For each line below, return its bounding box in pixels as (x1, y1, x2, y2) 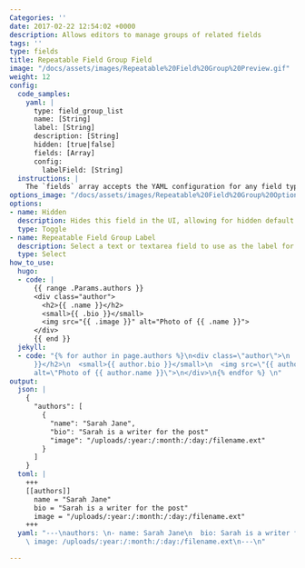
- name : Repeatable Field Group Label (9, 233, 156, 242)
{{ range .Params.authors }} (33, 284, 144, 293)
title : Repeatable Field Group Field (9, 55, 152, 65)
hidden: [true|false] (33, 140, 116, 149)
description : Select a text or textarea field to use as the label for (17, 242, 295, 251)
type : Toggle (17, 224, 67, 234)
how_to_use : (9, 258, 54, 268)
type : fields (9, 47, 59, 56)
